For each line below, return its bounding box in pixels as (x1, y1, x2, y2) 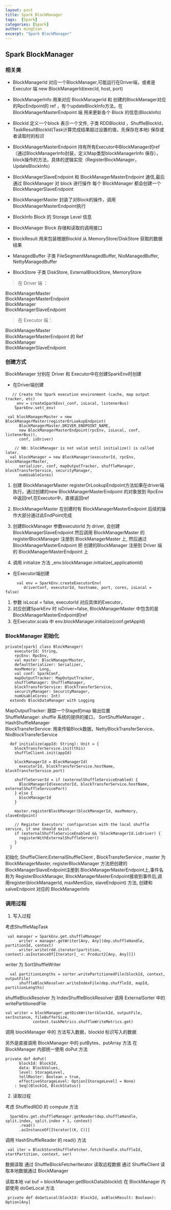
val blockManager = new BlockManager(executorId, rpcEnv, (10, 454, 136, 459)
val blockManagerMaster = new (7, 414, 72, 420)
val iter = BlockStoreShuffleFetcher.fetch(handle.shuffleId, (7, 1147, 143, 1152)
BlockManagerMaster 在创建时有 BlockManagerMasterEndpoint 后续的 (12, 505, 162, 512)
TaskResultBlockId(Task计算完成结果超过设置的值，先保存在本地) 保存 (12, 126, 160, 133)
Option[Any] (5, 1199, 31, 1205)
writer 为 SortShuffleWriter (5, 961, 61, 967)
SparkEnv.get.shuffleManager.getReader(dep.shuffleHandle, (10, 1114, 138, 1119)
